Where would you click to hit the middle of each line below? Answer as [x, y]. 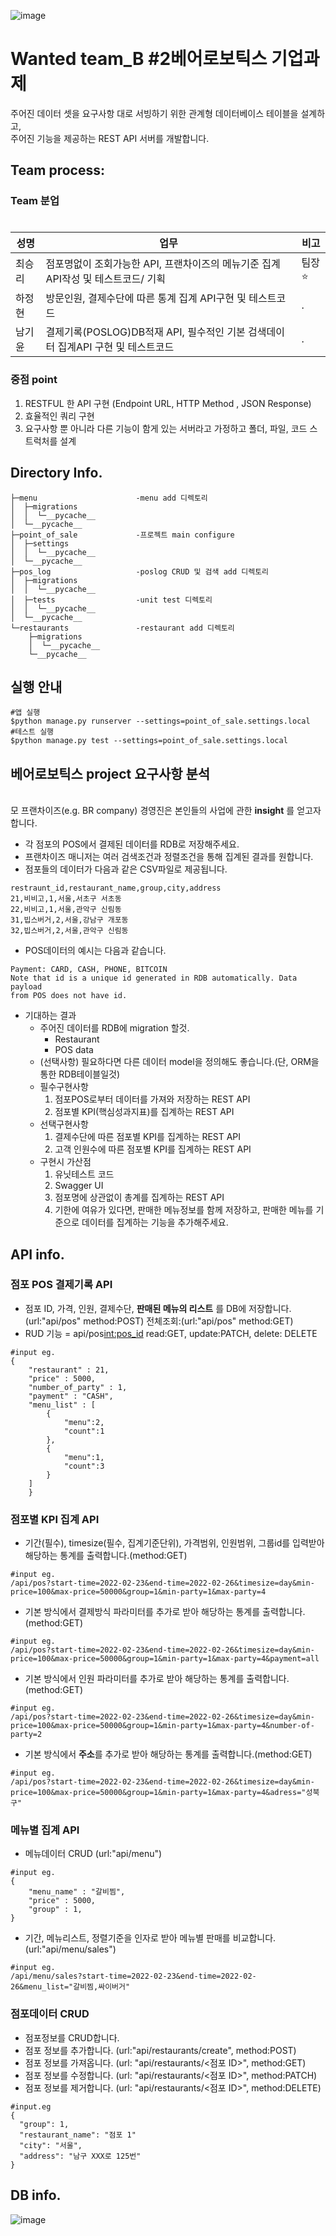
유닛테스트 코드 [84, 1174]
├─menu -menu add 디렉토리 [109, 498]
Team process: [57, 170]
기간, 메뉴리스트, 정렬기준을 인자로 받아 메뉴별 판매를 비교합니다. [150, 1938]
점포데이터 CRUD [50, 2014]
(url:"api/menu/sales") [70, 1949]
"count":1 [84, 1431]
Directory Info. [56, 473]
